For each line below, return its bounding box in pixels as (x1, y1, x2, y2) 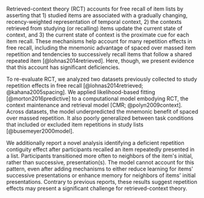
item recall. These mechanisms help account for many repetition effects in (6, 38, 192, 45)
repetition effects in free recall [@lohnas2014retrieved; (6, 82, 144, 89)
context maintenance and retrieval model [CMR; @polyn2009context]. (6, 101, 183, 109)
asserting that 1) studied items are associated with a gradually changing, (6, 12, 188, 19)
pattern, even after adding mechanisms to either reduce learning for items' (6, 165, 194, 172)
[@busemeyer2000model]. (6, 128, 74, 134)
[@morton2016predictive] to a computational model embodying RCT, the (6, 95, 189, 102)
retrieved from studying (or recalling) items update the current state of (6, 24, 183, 32)
